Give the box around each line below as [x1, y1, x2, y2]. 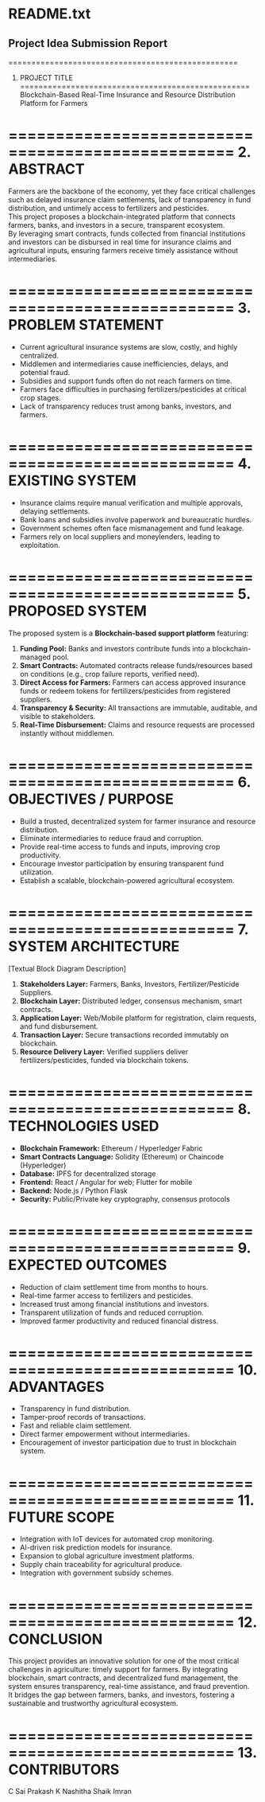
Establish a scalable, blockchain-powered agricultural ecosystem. [19, 875, 235, 885]
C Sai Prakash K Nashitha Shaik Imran [8, 1787, 132, 1796]
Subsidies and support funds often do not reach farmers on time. [19, 376, 232, 385]
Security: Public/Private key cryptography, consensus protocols [19, 1194, 230, 1203]
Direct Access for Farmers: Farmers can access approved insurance [19, 678, 246, 687]
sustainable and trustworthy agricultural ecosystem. [8, 1698, 179, 1708]
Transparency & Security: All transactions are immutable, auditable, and [19, 702, 258, 713]
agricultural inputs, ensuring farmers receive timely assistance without [8, 245, 239, 255]
